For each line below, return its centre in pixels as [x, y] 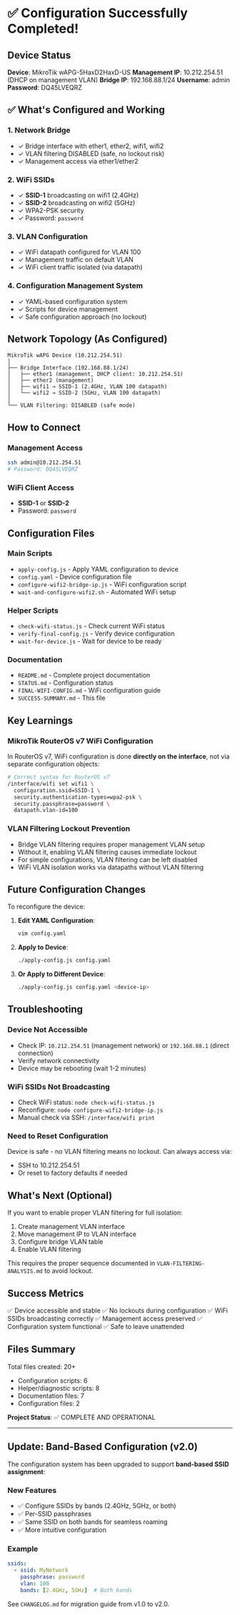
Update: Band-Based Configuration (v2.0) [102, 1447]
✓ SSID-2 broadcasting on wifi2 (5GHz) [76, 202]
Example [23, 1549]
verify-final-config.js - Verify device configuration [96, 633]
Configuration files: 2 [49, 1403]
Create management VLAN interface [71, 1227]
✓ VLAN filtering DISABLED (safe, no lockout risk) [91, 153]
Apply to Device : [43, 947]
